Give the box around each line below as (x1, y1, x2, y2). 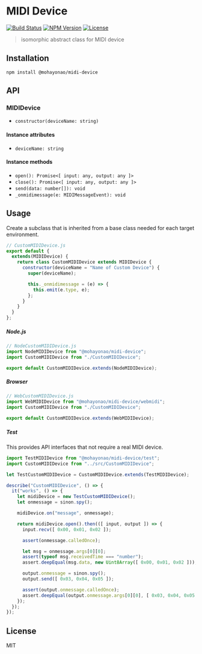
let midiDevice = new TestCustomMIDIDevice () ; (17, 494, 136, 500)
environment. (6, 231, 39, 238)
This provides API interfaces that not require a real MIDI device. (6, 443, 164, 450)
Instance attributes (6, 131, 55, 139)
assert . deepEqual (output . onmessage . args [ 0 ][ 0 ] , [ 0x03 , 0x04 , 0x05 (22, 592, 195, 599)
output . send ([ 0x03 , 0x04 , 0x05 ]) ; (22, 576, 114, 582)
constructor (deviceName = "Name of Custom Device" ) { (22, 265, 161, 271)
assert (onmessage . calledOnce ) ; (22, 537, 101, 543)
